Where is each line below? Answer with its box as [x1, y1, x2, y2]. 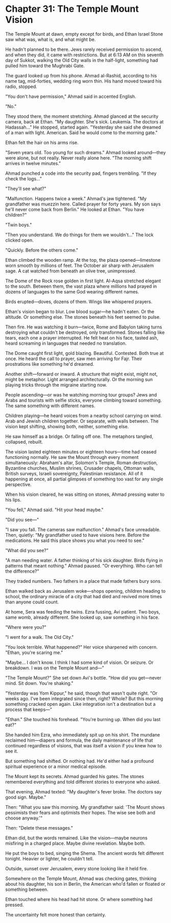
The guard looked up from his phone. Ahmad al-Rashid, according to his [5, 72, 157, 78]
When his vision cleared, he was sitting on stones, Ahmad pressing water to [5, 491, 165, 497]
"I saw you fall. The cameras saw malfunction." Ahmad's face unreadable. [5, 526, 161, 533]
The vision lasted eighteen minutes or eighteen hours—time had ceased [5, 449, 157, 455]
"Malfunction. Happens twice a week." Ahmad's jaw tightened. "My [5, 195, 147, 201]
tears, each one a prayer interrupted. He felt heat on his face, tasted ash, [5, 334, 159, 341]
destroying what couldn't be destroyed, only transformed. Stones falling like [5, 329, 165, 335]
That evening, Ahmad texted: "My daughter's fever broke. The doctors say [5, 788, 162, 794]
